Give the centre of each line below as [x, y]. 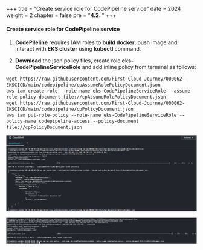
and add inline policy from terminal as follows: [139, 67]
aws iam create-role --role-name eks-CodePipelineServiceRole [86, 91]
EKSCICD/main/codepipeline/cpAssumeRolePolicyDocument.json [84, 85]
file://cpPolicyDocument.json [44, 127]
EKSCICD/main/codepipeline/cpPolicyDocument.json [70, 109]
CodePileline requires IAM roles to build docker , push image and [96, 42]
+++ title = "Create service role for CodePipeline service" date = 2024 [94, 9]
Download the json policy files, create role [68, 61]
